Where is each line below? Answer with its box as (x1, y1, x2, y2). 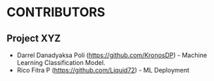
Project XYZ (6, 32, 61, 44)
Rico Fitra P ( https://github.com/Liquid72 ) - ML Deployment (16, 66, 189, 74)
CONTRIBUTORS (6, 4, 106, 20)
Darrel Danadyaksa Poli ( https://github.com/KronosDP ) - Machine (16, 51, 208, 59)
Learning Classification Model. (16, 58, 106, 67)
